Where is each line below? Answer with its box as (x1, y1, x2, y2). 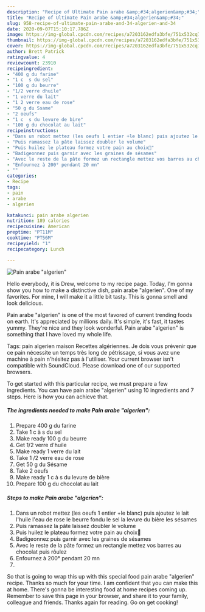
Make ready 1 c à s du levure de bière (15, 474, 110, 481)
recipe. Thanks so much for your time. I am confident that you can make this (7, 579, 198, 587)
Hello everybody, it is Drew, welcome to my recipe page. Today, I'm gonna (7, 280, 193, 287)
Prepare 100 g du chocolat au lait (15, 480, 99, 487)
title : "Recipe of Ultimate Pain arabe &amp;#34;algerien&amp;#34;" (7, 15, 184, 21)
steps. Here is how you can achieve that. (7, 393, 109, 400)
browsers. (7, 368, 32, 375)
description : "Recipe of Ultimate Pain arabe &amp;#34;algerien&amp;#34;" (7, 9, 201, 15)
